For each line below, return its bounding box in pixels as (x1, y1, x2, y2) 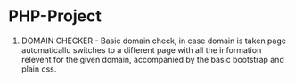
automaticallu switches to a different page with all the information (20, 44, 262, 55)
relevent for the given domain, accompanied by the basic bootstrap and (20, 54, 284, 64)
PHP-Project (8, 6, 102, 26)
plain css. (20, 64, 57, 74)
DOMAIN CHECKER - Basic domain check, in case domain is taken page (20, 35, 287, 46)
